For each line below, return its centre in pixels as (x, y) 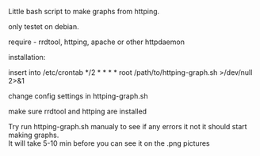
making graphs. (34, 135)
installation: (27, 57)
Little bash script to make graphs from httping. (84, 11)
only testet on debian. (44, 26)
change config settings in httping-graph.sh (78, 96)
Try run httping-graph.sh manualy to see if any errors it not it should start (128, 126)
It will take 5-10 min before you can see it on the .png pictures (109, 143)
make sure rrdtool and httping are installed (78, 111)
